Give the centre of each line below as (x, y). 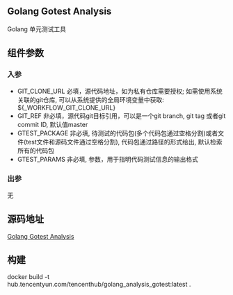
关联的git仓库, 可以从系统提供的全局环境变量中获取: (91, 99)
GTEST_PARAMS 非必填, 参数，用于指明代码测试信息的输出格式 (108, 159)
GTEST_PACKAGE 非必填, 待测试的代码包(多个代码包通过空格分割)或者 (118, 133)
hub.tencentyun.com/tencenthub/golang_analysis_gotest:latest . (99, 285)
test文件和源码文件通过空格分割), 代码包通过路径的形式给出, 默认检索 (124, 142)
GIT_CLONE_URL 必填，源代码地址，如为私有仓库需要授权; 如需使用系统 (120, 91)
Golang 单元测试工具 (37, 29)
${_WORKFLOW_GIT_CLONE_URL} (66, 108)
